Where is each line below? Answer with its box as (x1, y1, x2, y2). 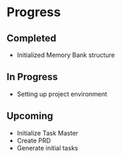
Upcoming (6, 110, 54, 122)
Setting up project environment (16, 89, 107, 98)
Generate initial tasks (16, 143, 78, 152)
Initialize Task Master (16, 129, 79, 137)
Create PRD (16, 136, 51, 145)
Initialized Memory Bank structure (16, 51, 116, 59)
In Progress (6, 71, 58, 83)
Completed (6, 32, 57, 44)
